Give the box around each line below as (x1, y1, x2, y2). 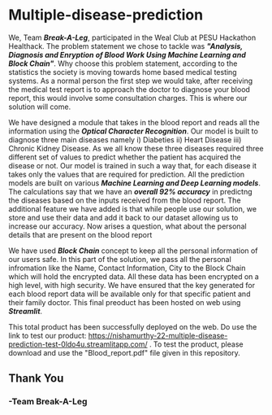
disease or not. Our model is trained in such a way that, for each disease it (8, 160, 257, 170)
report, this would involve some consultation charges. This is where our (8, 93, 248, 103)
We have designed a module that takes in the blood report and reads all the (8, 117, 260, 127)
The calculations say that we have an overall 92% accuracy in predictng (8, 186, 253, 196)
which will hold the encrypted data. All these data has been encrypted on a (8, 271, 260, 282)
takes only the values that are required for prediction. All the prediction (8, 169, 245, 179)
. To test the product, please (149, 339, 244, 349)
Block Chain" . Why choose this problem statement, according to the (8, 59, 238, 68)
